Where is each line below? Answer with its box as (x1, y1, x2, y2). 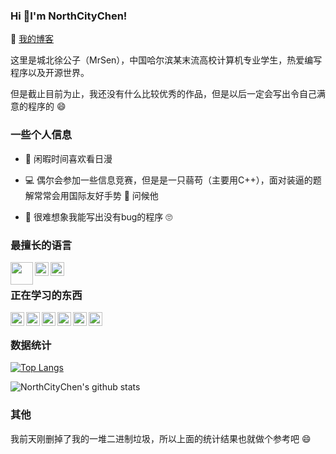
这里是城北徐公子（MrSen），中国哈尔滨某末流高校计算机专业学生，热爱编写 (10, 54, 323, 66)
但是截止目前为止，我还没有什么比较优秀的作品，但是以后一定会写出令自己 (10, 88, 317, 100)
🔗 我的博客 (10, 33, 55, 45)
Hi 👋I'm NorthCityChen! (10, 9, 128, 23)
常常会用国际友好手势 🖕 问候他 (33, 189, 159, 201)
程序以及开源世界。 (10, 67, 90, 79)
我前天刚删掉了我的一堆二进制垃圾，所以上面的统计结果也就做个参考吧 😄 (10, 432, 312, 444)
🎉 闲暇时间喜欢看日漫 (24, 152, 113, 164)
